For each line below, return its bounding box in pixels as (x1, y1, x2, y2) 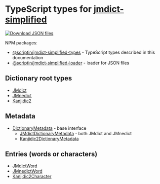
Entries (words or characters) (5, 149, 98, 158)
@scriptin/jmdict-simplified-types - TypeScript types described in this (12, 49, 155, 55)
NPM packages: (5, 39, 38, 45)
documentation (12, 54, 43, 60)
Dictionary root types (5, 74, 72, 82)
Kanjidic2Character (12, 174, 52, 180)
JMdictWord (12, 163, 38, 169)
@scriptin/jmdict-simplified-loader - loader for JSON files (12, 60, 129, 66)
